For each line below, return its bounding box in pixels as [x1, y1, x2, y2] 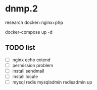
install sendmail [12, 68, 45, 74]
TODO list [5, 43, 36, 52]
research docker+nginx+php [5, 19, 63, 25]
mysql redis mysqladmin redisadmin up [12, 79, 93, 85]
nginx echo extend [12, 57, 50, 63]
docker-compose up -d [5, 29, 53, 35]
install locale [12, 73, 38, 80]
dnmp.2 [5, 3, 38, 14]
